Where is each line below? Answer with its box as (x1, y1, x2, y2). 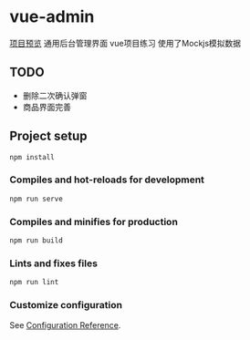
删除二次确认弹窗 (22, 89, 88, 101)
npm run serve (9, 194, 64, 203)
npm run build (9, 236, 64, 245)
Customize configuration (9, 299, 123, 312)
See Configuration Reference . (9, 319, 121, 330)
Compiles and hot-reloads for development (9, 173, 205, 186)
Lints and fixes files (9, 257, 99, 270)
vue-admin (9, 6, 95, 27)
